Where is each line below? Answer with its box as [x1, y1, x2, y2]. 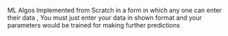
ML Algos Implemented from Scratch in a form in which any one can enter [7, 6, 222, 14]
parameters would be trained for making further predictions [7, 21, 181, 29]
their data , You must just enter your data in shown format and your [7, 13, 203, 22]
